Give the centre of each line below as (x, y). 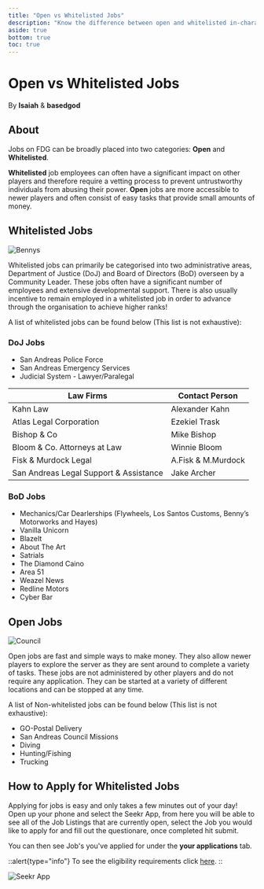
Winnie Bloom (196, 447)
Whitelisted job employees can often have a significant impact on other (124, 172)
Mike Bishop (194, 434)
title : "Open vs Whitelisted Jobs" (66, 15)
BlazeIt (31, 539)
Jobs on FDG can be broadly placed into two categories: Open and (117, 149)
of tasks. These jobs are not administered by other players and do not (121, 673)
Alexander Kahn (200, 408)
